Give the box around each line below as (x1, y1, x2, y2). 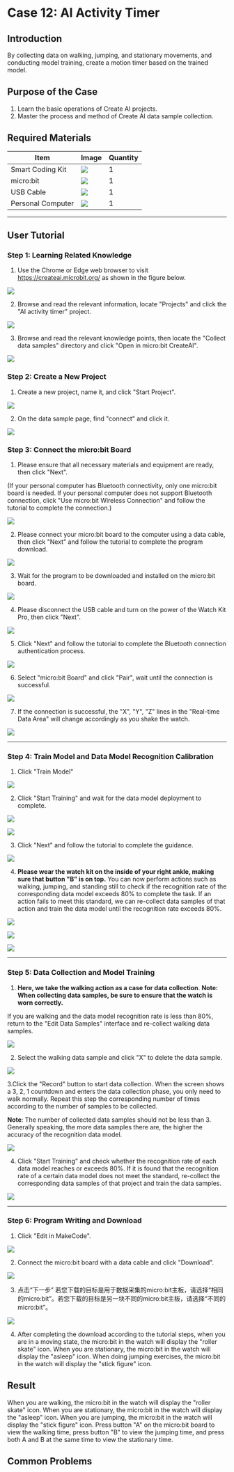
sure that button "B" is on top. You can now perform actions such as (17, 875, 217, 884)
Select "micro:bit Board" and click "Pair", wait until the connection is (17, 673, 213, 682)
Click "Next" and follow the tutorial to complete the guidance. (17, 841, 194, 849)
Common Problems (7, 1455, 93, 1467)
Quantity (109, 152, 139, 162)
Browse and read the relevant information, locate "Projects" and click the (17, 300, 227, 308)
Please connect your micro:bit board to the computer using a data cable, (17, 530, 226, 538)
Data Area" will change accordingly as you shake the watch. (17, 714, 190, 723)
